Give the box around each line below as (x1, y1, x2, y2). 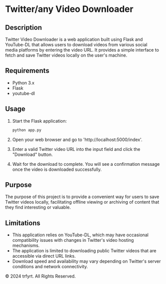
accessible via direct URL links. (12, 253, 76, 259)
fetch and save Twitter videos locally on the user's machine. (5, 52, 127, 58)
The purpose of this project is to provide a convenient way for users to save (5, 194, 160, 200)
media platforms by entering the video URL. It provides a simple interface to (5, 47, 159, 53)
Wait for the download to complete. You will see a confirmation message (12, 161, 160, 167)
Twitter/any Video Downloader (5, 3, 133, 15)
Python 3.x (12, 79, 35, 85)
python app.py (12, 128, 41, 133)
